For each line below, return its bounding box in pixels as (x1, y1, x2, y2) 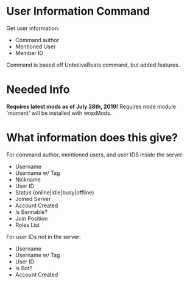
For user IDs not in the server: (6, 233, 81, 240)
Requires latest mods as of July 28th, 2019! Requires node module (6, 103, 177, 110)
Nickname (15, 175, 41, 183)
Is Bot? (15, 264, 33, 271)
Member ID (15, 49, 44, 56)
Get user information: (6, 24, 60, 32)
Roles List (15, 221, 40, 229)
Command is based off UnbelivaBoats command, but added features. (6, 61, 180, 68)
